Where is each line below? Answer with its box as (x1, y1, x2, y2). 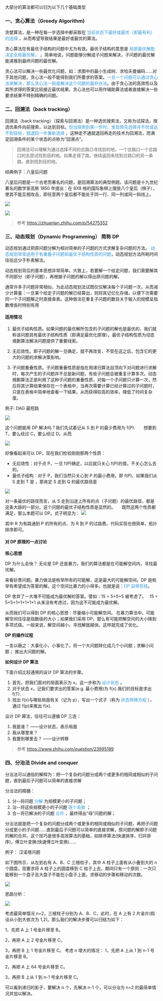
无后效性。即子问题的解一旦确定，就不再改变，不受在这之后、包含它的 (12, 349, 153, 354)
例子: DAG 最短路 (5, 405, 39, 411)
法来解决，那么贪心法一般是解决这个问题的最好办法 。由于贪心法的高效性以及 (5, 81, 158, 86)
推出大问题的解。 (14, 649, 49, 654)
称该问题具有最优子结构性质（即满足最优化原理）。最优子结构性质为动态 (12, 332, 155, 338)
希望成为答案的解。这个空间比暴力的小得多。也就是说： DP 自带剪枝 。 (13, 583, 152, 589)
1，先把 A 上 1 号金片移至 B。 (5, 927, 63, 933)
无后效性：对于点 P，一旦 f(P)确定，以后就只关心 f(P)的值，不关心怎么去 (12, 461, 157, 467)
